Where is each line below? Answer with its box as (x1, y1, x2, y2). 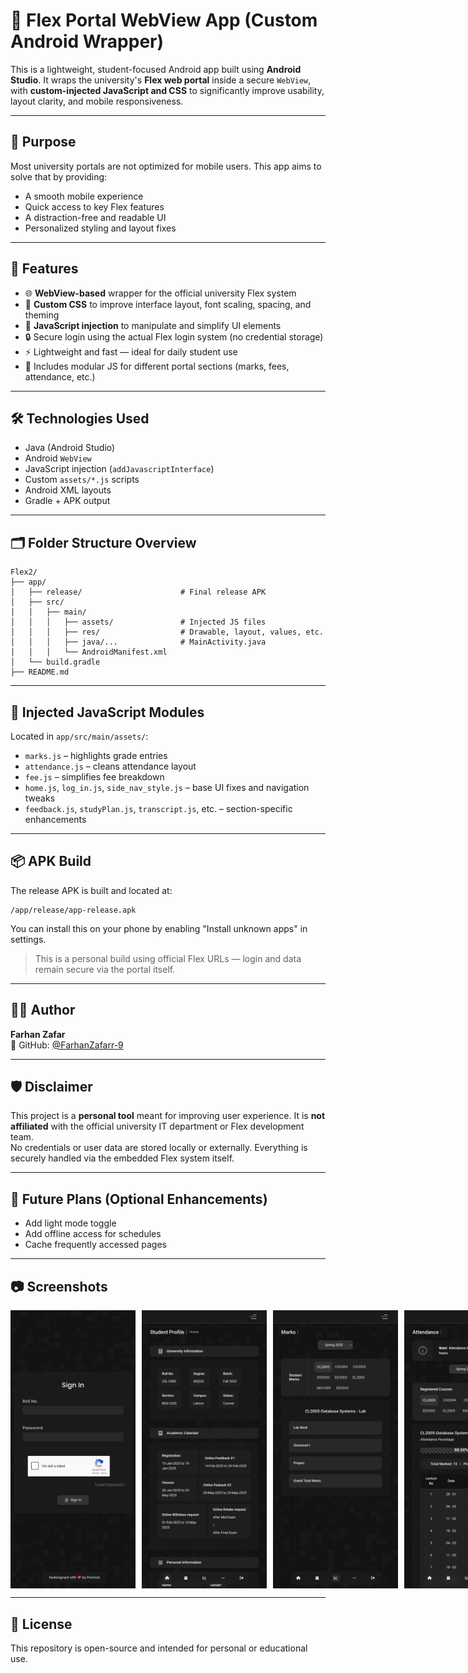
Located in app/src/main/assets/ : (10, 730, 149, 742)
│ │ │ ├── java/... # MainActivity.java (10, 637, 267, 648)
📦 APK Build (10, 853, 92, 870)
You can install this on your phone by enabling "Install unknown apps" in (10, 922, 308, 934)
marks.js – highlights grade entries (24, 750, 168, 761)
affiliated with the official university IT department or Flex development (10, 1120, 305, 1133)
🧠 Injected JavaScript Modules (10, 704, 205, 721)
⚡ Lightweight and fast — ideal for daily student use (24, 345, 238, 358)
